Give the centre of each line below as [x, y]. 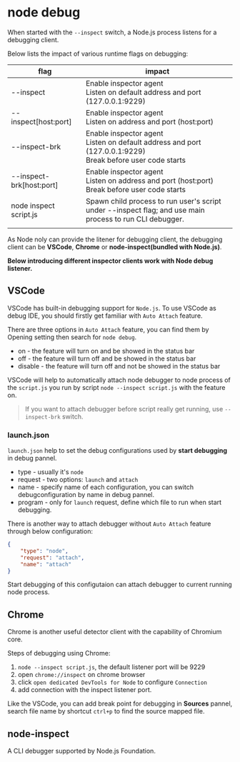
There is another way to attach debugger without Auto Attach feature [109, 524]
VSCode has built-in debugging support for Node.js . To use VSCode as [112, 308]
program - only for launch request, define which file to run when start [120, 502]
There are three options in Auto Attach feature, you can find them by [108, 329]
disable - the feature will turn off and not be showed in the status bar [119, 366]
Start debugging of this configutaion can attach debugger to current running [120, 585]
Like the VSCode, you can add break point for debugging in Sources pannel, [120, 703]
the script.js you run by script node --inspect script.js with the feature [117, 387]
